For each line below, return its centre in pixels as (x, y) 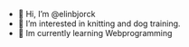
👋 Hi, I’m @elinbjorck (57, 14)
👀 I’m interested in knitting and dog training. (99, 23)
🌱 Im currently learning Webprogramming (95, 33)
